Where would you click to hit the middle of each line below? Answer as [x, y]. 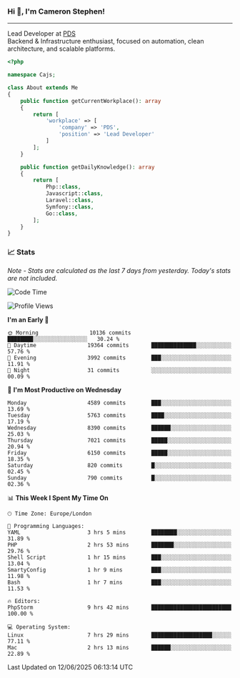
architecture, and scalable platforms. [61, 49]
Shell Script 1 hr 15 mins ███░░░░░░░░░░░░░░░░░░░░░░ [120, 557]
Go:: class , [62, 214]
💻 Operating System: [39, 627]
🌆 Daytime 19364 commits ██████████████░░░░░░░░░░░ [120, 345]
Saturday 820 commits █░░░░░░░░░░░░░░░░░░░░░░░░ [120, 465]
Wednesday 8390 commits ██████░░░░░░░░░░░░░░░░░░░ [120, 428]
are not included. [32, 278]
